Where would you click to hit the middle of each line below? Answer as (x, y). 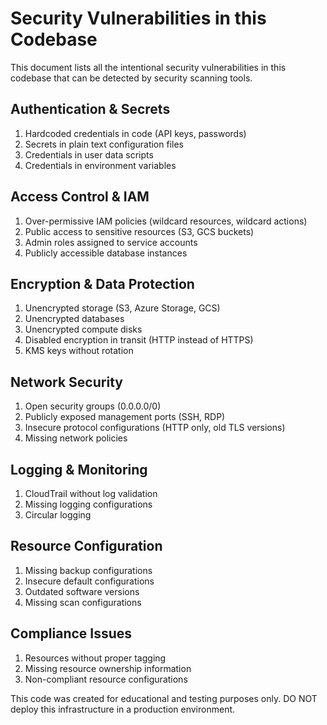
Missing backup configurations (88, 570)
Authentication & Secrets (90, 109)
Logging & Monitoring (79, 469)
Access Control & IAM (80, 197)
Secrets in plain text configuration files (104, 144)
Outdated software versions (82, 591)
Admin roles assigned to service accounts (111, 242)
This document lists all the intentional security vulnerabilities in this (148, 67)
